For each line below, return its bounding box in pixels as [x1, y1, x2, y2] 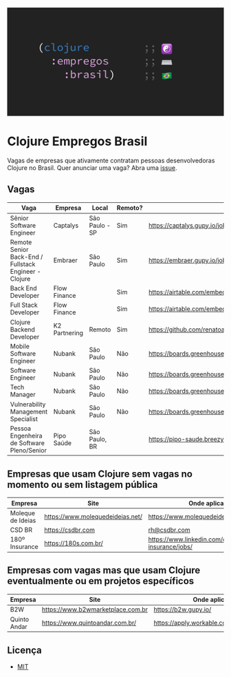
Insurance [10, 543, 39, 551]
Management [10, 407, 48, 416]
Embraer [53, 256, 78, 265]
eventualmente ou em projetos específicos [7, 575, 195, 587]
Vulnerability [10, 400, 46, 408]
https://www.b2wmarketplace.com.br [41, 605, 148, 614]
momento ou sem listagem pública [7, 479, 158, 491]
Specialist [10, 414, 38, 423]
